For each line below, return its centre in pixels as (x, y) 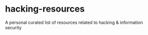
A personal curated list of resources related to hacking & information (74, 22)
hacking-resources (45, 9)
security (13, 27)
